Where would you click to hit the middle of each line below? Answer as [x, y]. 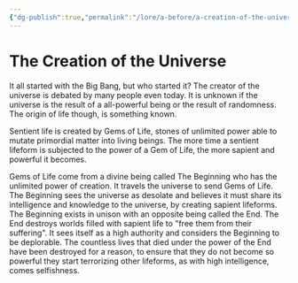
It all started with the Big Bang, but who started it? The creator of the [134, 86]
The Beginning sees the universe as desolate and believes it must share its [145, 195]
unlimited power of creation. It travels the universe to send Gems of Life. [141, 186]
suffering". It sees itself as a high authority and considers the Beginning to [145, 233]
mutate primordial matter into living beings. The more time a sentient [134, 140]
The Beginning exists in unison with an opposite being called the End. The [144, 214]
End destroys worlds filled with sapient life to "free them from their [131, 223]
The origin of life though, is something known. [93, 114]
